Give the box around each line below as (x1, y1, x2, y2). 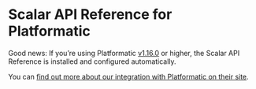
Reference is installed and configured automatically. (8, 57, 176, 66)
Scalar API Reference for (8, 6, 173, 24)
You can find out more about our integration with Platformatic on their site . (8, 72, 250, 81)
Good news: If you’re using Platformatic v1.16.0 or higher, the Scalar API (8, 48, 240, 57)
